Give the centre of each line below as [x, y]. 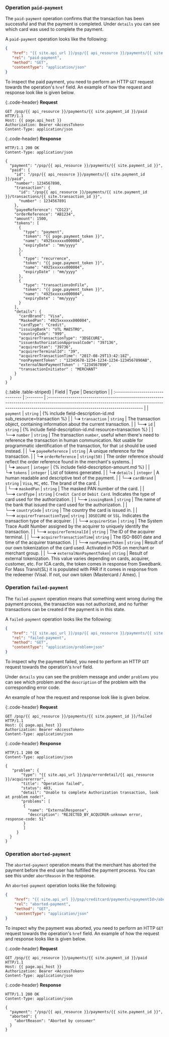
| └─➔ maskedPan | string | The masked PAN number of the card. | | [75, 488]
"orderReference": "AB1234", [45, 214]
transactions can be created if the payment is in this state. [65, 609]
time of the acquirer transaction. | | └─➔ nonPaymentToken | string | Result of [84, 542]
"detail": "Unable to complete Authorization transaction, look [90, 793]
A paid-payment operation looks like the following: [56, 39]
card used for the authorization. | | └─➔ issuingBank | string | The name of [83, 499]
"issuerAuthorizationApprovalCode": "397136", [68, 342]
